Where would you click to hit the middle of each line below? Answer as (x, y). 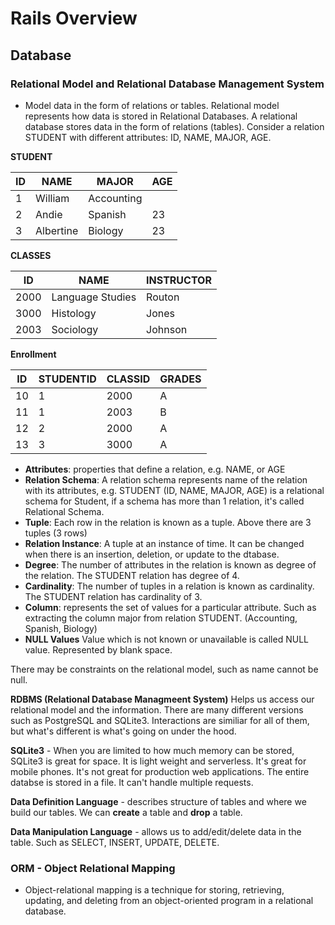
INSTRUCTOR (179, 280)
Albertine (57, 230)
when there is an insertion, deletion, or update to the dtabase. (152, 554)
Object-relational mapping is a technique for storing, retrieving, (154, 890)
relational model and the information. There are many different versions (157, 709)
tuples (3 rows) (56, 533)
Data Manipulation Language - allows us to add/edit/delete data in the (156, 831)
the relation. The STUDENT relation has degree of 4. (132, 575)
